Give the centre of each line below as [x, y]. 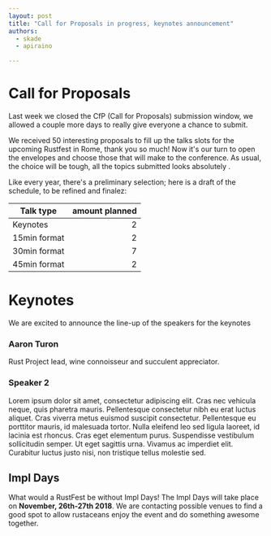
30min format [39, 251]
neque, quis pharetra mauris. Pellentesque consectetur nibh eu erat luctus [132, 409]
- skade [29, 39]
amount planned [104, 211]
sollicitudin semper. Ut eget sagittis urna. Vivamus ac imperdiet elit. [121, 443]
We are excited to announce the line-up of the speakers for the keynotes [130, 323]
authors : [23, 31]
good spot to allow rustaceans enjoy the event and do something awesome [134, 515]
